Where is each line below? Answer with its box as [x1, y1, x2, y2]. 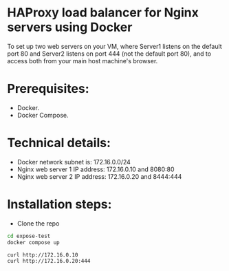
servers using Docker [7, 19, 133, 35]
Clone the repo [17, 219, 60, 228]
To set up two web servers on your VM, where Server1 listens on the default [7, 42, 222, 50]
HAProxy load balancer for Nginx [7, 5, 199, 21]
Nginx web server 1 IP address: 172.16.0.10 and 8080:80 [17, 165, 175, 173]
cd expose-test [7, 232, 51, 239]
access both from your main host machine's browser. [7, 56, 158, 65]
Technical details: [7, 135, 111, 151]
